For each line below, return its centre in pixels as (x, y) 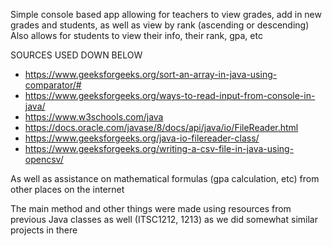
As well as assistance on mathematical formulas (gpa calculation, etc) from (165, 178)
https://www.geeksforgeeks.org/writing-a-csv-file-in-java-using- (159, 148)
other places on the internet (67, 189)
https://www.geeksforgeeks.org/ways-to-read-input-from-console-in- (170, 95)
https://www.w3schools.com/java (94, 117)
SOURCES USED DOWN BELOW (76, 55)
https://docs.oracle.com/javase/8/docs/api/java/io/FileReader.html (161, 127)
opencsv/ (44, 159)
